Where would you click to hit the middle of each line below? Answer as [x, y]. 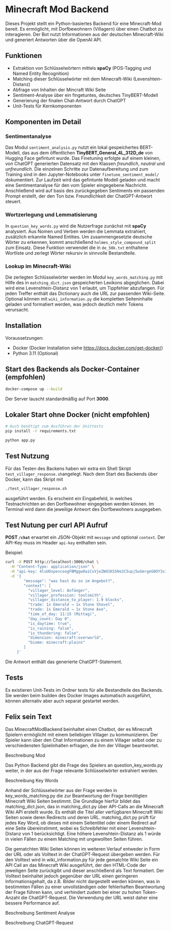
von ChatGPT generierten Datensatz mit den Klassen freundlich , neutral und [85, 163]
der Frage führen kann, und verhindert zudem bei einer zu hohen [73, 892]
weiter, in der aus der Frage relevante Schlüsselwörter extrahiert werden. [82, 771]
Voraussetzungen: [24, 338]
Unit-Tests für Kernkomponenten [47, 106]
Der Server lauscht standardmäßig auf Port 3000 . [58, 399]
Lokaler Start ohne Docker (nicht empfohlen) [78, 414]
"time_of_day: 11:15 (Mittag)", [62, 614]
